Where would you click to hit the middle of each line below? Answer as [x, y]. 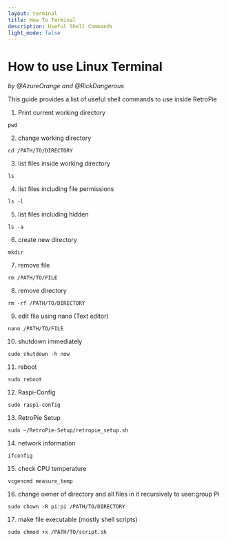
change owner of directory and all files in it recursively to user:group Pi [119, 494]
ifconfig [20, 456]
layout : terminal [33, 13]
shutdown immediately [50, 341]
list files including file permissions [66, 189]
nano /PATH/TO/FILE [36, 329]
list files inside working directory [64, 163]
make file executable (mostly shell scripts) [78, 520]
